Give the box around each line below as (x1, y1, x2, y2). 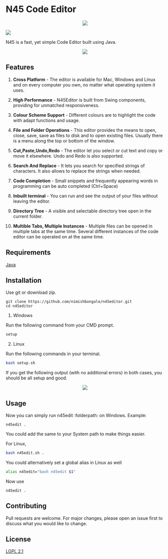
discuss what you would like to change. (6, 520, 88, 526)
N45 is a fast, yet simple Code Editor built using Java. (6, 39, 117, 45)
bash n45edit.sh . (6, 450, 44, 455)
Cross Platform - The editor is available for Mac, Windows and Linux (13, 76, 155, 83)
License (6, 535, 31, 543)
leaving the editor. (13, 198, 51, 204)
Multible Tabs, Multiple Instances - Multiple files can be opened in (13, 223, 153, 229)
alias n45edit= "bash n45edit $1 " (6, 469, 76, 474)
